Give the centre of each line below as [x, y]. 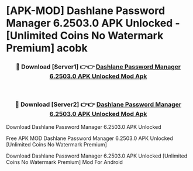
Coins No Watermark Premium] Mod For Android [64, 162]
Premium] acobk [47, 48]
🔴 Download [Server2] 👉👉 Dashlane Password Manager [98, 105]
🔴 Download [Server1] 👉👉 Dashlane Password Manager [98, 67]
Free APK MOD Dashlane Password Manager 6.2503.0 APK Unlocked [90, 138]
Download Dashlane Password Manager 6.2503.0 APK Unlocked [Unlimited [97, 156]
